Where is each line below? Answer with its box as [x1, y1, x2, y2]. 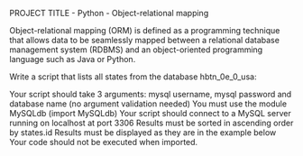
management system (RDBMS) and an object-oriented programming [9, 44, 263, 55]
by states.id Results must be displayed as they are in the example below [9, 127, 277, 138]
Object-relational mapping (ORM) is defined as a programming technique [9, 25, 280, 35]
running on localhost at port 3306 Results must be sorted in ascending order [9, 117, 294, 128]
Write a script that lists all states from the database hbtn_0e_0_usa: [9, 71, 257, 82]
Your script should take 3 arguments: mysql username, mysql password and [9, 89, 292, 99]
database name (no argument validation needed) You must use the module [9, 98, 287, 109]
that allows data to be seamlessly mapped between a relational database [9, 35, 280, 45]
